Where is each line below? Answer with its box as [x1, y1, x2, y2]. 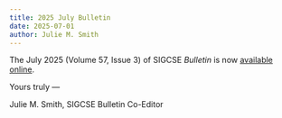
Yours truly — [9, 82, 61, 93]
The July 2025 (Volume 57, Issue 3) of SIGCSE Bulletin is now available [9, 55, 274, 66]
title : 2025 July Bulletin [9, 13, 111, 23]
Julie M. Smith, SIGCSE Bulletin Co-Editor [9, 99, 164, 110]
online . [9, 64, 34, 75]
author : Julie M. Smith [9, 30, 99, 39]
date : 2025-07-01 [9, 22, 75, 31]
